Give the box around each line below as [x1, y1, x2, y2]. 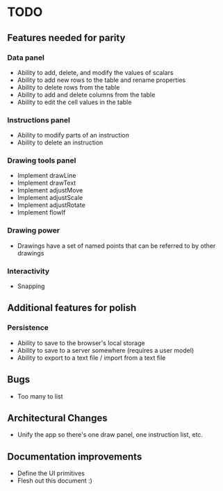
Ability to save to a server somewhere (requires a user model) [17, 346, 195, 354]
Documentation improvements [7, 451, 142, 463]
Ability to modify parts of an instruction [17, 131, 130, 140]
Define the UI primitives [17, 469, 85, 478]
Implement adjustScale [17, 194, 83, 202]
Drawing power [7, 226, 60, 235]
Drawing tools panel [7, 156, 76, 165]
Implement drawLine [17, 172, 76, 180]
